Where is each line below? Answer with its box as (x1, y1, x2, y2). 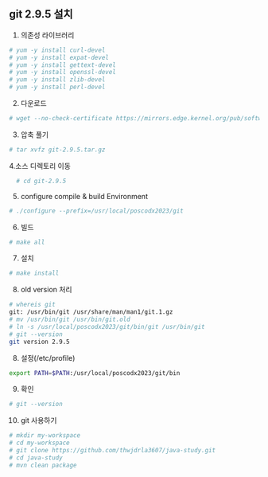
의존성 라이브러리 (20, 30, 75, 40)
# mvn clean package (9, 461, 78, 469)
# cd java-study (9, 453, 63, 462)
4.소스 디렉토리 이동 (9, 161, 71, 170)
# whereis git (9, 301, 56, 309)
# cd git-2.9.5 (16, 177, 67, 185)
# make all (9, 238, 45, 246)
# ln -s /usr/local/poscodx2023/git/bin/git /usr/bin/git (9, 323, 205, 330)
